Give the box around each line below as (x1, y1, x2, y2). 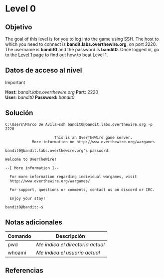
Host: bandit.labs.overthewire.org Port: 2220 (5, 89, 99, 95)
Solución (5, 109, 33, 117)
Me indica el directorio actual (36, 241, 105, 248)
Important (5, 79, 25, 85)
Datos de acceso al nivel (5, 66, 82, 75)
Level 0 (5, 3, 36, 14)
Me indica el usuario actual (36, 249, 100, 256)
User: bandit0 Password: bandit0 (5, 94, 75, 100)
